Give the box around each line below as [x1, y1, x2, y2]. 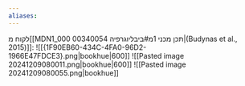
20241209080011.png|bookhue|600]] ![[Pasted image [8, 59, 186, 69]
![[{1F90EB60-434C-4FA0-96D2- [35, 42, 147, 52]
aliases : [8, 11, 38, 20]
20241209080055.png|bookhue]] [8, 68, 119, 77]
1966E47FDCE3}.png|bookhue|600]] [8, 51, 130, 60]
